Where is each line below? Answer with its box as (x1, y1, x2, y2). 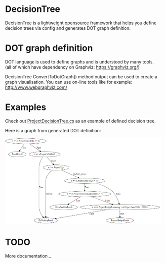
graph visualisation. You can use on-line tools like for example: (5, 79, 132, 85)
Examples (5, 102, 46, 113)
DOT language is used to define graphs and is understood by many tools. (5, 58, 154, 65)
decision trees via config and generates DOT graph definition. (5, 25, 131, 31)
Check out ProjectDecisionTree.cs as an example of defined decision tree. (5, 118, 156, 124)
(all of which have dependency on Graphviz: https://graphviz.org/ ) (5, 64, 140, 70)
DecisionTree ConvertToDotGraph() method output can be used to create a (5, 73, 158, 80)
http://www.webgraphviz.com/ (5, 84, 68, 90)
